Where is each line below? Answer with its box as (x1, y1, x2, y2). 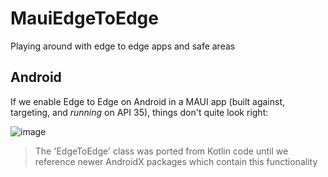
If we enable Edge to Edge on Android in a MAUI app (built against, (10, 95, 286, 107)
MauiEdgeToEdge (10, 7, 159, 30)
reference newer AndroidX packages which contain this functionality (34, 155, 318, 167)
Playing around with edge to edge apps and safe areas (10, 40, 236, 52)
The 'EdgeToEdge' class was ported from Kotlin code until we (34, 145, 289, 157)
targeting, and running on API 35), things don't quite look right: (10, 106, 269, 118)
